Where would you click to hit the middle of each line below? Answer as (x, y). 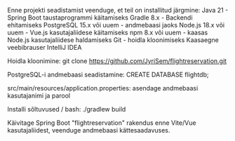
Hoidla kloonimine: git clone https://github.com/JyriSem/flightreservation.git (117, 61)
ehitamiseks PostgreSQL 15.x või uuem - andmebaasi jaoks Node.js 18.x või (116, 25)
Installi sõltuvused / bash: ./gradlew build (67, 109)
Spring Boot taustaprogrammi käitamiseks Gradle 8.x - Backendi (100, 18)
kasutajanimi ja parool (39, 95)
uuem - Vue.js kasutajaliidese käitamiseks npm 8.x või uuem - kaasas (108, 32)
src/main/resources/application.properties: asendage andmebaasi (103, 88)
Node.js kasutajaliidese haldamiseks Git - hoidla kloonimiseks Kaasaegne (113, 40)
